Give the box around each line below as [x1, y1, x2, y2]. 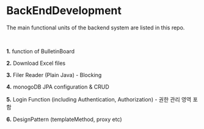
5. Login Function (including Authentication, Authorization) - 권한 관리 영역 [6, 95, 192, 103]
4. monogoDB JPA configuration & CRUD [6, 83, 110, 90]
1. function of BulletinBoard [6, 47, 75, 55]
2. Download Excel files [6, 59, 66, 67]
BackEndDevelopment [6, 4, 122, 18]
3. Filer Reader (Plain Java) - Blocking [6, 71, 102, 78]
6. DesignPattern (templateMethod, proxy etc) [6, 116, 122, 123]
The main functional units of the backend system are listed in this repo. [6, 24, 185, 31]
